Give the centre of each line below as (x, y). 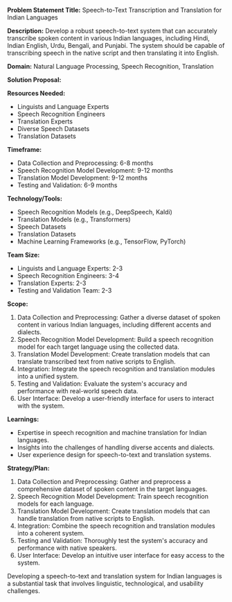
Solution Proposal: (34, 80)
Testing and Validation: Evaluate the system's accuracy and (102, 384)
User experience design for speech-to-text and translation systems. (114, 455)
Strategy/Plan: (28, 468)
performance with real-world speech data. (78, 391)
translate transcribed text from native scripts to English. (96, 361)
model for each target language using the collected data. (98, 347)
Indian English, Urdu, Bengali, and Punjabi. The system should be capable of (116, 45)
